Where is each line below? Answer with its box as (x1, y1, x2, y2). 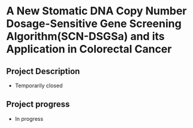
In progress (14, 115, 44, 122)
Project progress (6, 99, 70, 109)
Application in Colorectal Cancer (6, 42, 172, 56)
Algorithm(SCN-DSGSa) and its (6, 30, 165, 43)
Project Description (6, 66, 80, 76)
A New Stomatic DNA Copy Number (6, 4, 187, 18)
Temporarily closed (14, 82, 63, 89)
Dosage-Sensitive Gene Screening (6, 17, 182, 31)
